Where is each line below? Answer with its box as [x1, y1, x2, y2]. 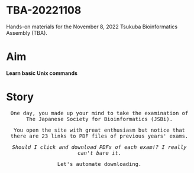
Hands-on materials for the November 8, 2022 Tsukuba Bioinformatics [6, 23, 178, 30]
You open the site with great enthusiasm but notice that [14, 126, 185, 133]
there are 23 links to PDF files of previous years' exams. [10, 132, 189, 139]
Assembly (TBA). [6, 29, 47, 36]
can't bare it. [77, 149, 121, 156]
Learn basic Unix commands [6, 69, 78, 77]
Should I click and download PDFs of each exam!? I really [11, 143, 187, 151]
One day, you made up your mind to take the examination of [10, 110, 189, 116]
